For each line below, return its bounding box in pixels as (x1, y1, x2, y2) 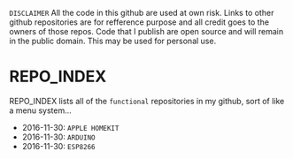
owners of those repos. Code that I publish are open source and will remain (9, 26, 284, 36)
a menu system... (9, 105, 73, 116)
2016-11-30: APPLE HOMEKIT (21, 122, 120, 132)
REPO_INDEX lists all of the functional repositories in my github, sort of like (9, 95, 285, 106)
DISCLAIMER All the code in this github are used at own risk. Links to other (9, 8, 274, 18)
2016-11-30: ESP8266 (21, 140, 96, 151)
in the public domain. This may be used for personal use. (9, 35, 217, 46)
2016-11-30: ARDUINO (21, 132, 96, 142)
